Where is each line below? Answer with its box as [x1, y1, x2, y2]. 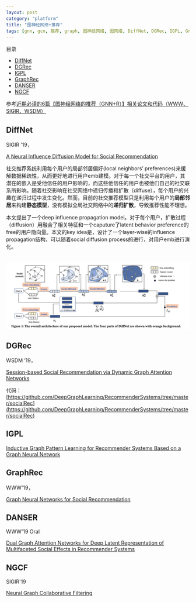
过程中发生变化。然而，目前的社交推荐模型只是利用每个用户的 [26, 194, 175, 201]
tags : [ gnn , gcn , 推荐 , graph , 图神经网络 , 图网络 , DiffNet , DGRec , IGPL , [6, 28, 183, 34]
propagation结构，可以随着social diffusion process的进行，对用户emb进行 [6, 236, 185, 243]
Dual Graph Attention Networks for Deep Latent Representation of [6, 539, 164, 546]
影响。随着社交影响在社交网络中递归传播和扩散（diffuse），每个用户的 [16, 187, 184, 194]
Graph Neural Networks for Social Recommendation [6, 496, 131, 503]
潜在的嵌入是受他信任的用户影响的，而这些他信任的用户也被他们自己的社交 [6, 180, 185, 187]
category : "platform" [6, 15, 59, 22]
